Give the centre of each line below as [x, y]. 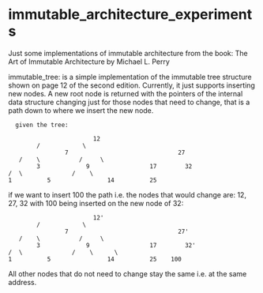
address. [23, 282]
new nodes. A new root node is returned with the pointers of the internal [126, 93]
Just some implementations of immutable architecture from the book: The [128, 53]
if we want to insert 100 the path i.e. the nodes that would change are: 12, [128, 194]
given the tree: [42, 125]
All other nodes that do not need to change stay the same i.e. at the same [128, 273]
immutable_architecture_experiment [130, 15]
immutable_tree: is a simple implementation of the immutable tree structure [130, 77]
